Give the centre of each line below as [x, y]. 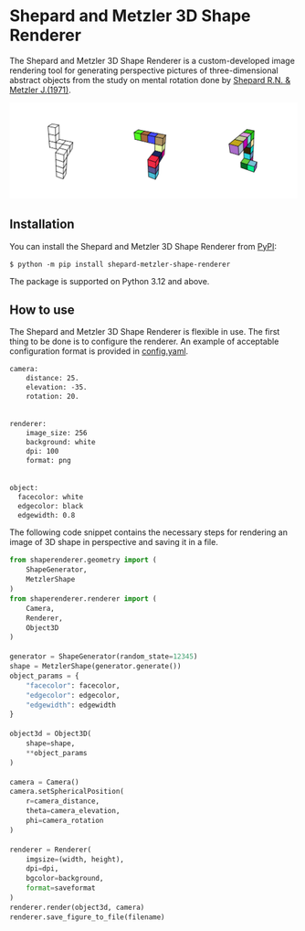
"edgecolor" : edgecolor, [73, 695]
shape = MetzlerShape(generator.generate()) [95, 667]
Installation [42, 225]
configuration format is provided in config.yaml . [99, 351]
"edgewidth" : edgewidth [71, 705]
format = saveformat [61, 888]
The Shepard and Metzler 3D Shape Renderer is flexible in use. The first [145, 332]
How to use [42, 310]
